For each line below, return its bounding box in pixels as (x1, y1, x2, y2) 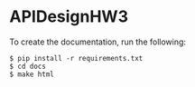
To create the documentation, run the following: (9, 36, 187, 47)
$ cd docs (9, 62, 47, 71)
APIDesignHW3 (9, 6, 129, 27)
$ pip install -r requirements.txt (9, 53, 144, 63)
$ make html (9, 70, 54, 79)
